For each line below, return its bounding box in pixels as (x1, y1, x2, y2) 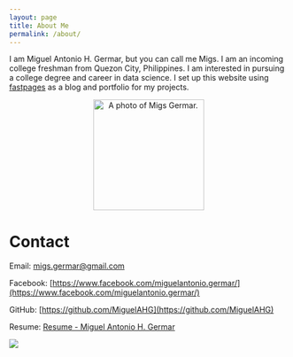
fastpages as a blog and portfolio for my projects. (9, 81, 189, 93)
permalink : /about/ (9, 29, 81, 38)
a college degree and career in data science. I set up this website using (9, 73, 269, 83)
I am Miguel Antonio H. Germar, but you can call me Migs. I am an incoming (9, 54, 284, 65)
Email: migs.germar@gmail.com (9, 260, 126, 271)
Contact (9, 231, 70, 252)
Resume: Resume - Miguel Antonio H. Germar (9, 322, 175, 332)
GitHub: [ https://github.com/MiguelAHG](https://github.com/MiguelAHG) (9, 305, 274, 315)
